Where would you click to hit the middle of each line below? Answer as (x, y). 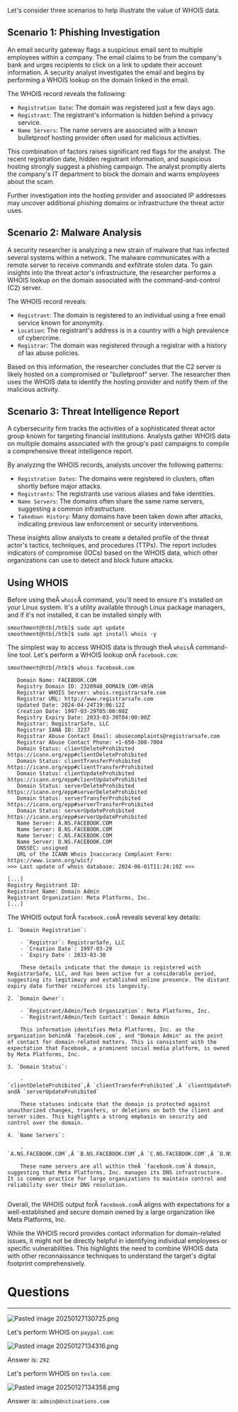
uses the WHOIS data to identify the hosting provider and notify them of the (118, 381)
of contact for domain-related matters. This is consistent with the (112, 1042)
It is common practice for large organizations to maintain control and (117, 1179)
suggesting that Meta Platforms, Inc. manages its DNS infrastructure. (115, 1173)
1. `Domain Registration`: (47, 930)
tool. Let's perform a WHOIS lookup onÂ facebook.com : (99, 655)
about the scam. (31, 181)
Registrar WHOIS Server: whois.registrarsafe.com (91, 693)
